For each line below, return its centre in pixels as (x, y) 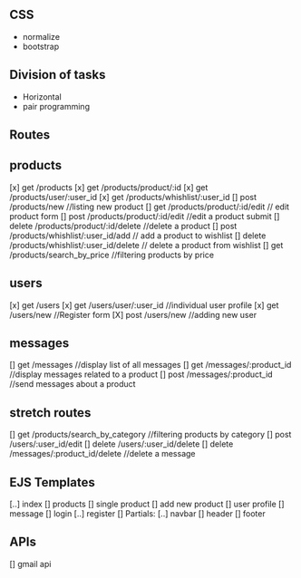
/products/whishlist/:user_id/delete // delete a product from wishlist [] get (146, 245)
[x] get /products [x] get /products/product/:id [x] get (109, 187)
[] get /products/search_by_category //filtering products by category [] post (150, 435)
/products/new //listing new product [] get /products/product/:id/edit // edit (150, 207)
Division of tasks (58, 75)
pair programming (56, 106)
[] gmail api (30, 564)
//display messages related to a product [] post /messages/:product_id (141, 374)
